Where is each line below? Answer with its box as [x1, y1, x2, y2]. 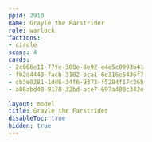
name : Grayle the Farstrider [8, 19, 105, 27]
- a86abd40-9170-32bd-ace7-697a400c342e [8, 85, 145, 94]
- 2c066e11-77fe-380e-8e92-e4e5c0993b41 [8, 63, 145, 71]
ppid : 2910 [8, 11, 45, 20]
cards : [8, 56, 30, 64]
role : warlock [8, 26, 56, 34]
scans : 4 [8, 48, 37, 56]
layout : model [8, 100, 56, 108]
